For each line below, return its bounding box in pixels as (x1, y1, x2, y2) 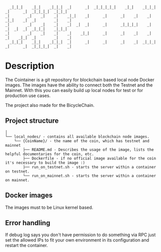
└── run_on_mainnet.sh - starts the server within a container (23, 173, 156, 178)
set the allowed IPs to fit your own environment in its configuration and (5, 237, 150, 243)
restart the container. (5, 243, 48, 249)
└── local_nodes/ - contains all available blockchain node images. (5, 134, 150, 139)
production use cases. (5, 92, 51, 98)
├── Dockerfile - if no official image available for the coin (23, 156, 156, 161)
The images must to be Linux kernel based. (5, 204, 93, 210)
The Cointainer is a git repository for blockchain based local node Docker (5, 77, 155, 83)
